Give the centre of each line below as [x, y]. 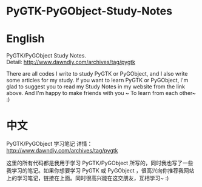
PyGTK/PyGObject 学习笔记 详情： [49, 144]
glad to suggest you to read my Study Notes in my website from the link [96, 87]
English [25, 39]
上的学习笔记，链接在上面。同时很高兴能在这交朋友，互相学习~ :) [88, 178]
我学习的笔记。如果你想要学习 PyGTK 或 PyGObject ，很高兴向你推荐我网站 [100, 171]
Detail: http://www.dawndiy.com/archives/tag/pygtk [71, 62]
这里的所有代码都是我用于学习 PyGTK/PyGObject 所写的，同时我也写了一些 [100, 163]
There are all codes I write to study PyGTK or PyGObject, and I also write [97, 74]
